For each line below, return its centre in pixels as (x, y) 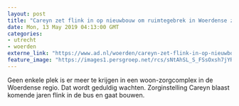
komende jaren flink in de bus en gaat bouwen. (76, 95)
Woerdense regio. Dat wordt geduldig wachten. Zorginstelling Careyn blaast (118, 87)
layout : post (27, 14)
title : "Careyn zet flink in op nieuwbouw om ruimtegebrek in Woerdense (117, 20)
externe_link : (28, 54)
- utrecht (22, 40)
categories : (25, 34)
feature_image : (30, 60)
